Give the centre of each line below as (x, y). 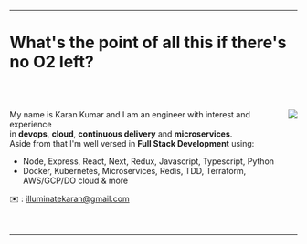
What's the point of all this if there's (148, 43)
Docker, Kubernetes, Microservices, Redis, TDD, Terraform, (134, 170)
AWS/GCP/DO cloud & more (75, 180)
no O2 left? (52, 62)
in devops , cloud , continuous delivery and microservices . (121, 134)
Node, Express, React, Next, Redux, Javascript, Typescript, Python (148, 161)
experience (31, 124)
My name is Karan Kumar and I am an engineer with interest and (130, 114)
